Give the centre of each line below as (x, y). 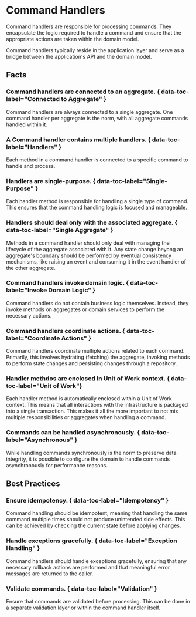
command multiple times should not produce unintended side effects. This (96, 520)
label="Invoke (27, 290)
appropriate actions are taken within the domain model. (73, 39)
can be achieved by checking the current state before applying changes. (94, 525)
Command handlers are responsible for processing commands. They (89, 26)
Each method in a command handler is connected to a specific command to (97, 160)
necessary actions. (29, 315)
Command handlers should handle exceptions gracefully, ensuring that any (97, 561)
